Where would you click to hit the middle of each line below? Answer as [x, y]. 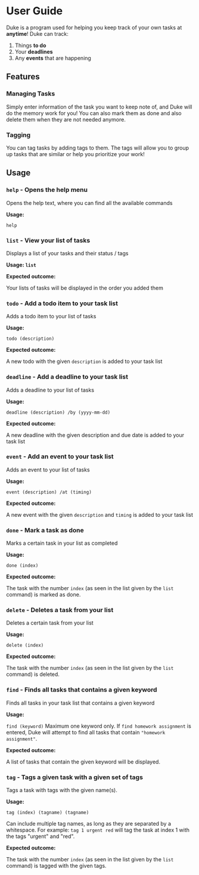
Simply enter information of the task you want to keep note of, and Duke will [99, 107]
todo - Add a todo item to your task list [62, 303]
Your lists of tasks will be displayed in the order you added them [85, 288]
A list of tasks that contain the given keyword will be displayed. [83, 762]
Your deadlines [34, 51]
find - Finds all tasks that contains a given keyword [82, 690]
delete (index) [25, 646]
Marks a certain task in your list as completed [62, 543]
